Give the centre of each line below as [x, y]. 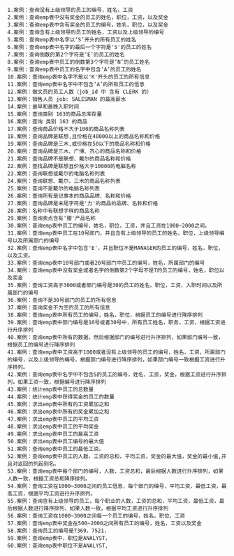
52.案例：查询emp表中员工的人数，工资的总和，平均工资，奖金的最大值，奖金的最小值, [115, 457]
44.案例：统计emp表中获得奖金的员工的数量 [61, 397]
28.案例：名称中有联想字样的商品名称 [53, 211]
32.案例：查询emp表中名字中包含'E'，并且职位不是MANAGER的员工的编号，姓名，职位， [116, 248]
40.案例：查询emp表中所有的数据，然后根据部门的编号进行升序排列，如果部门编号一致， [115, 338]
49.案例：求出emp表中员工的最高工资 [53, 434]
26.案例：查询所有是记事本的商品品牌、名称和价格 [69, 196]
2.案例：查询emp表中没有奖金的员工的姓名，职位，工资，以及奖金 [88, 18]
